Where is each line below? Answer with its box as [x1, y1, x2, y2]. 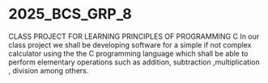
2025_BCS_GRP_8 [8, 5, 132, 23]
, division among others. [8, 65, 89, 75]
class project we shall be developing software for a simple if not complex [8, 39, 252, 49]
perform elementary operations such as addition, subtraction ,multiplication [8, 57, 261, 67]
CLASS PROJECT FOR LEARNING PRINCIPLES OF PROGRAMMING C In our [8, 31, 260, 41]
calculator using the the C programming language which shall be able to [8, 48, 249, 58]
